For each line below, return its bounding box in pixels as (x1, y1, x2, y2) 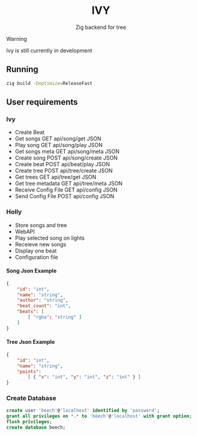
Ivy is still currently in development (6, 46, 92, 54)
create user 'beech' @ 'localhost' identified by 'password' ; (6, 408, 160, 414)
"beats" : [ (17, 308, 44, 315)
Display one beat (14, 247, 57, 254)
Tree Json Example (6, 338, 55, 346)
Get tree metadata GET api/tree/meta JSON (14, 180, 123, 187)
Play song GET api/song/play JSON (14, 142, 103, 149)
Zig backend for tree (76, 23, 126, 31)
